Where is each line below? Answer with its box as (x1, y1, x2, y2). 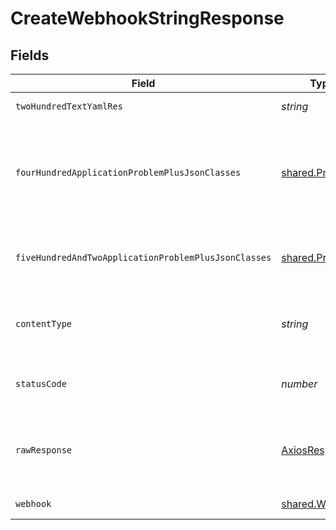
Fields (10, 47, 50, 64)
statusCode (15, 378, 67, 389)
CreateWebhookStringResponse (10, 7, 285, 30)
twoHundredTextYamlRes (15, 101, 123, 112)
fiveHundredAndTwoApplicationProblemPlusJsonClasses (15, 252, 272, 263)
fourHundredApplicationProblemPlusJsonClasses (15, 167, 242, 178)
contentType (15, 318, 73, 329)
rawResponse (15, 445, 73, 456)
